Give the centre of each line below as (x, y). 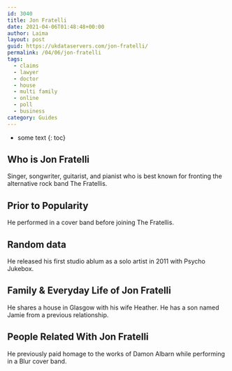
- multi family (36, 92)
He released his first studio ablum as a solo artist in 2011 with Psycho (107, 261)
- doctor (26, 79)
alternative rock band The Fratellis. (57, 184)
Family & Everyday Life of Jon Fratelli (89, 291)
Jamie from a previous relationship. (58, 314)
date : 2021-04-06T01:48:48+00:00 (56, 27)
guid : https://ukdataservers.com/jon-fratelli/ (78, 46)
